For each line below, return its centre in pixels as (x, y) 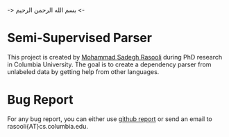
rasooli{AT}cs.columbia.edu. (48, 126)
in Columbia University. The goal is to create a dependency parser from (109, 64)
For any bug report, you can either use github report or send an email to (110, 119)
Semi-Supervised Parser (80, 38)
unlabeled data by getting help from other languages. (83, 71)
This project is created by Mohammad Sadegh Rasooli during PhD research (115, 57)
